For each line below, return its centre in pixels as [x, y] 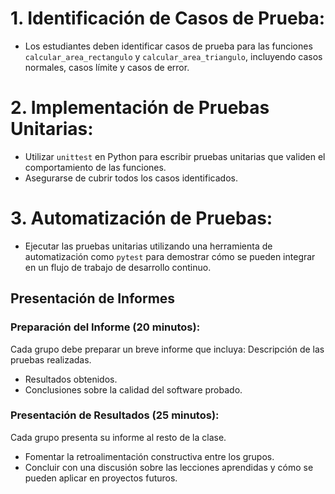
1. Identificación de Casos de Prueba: [168, 18]
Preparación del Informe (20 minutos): [105, 327]
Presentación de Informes [93, 298]
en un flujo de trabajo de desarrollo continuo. [118, 267]
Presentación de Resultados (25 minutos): [115, 415]
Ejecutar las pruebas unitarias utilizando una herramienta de [148, 246]
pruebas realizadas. [51, 359]
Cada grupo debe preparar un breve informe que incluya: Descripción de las [167, 349]
